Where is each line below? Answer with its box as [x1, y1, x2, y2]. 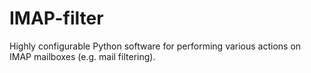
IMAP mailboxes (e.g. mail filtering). [9, 50, 156, 62]
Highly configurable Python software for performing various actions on [9, 40, 302, 52]
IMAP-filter [9, 7, 104, 30]
